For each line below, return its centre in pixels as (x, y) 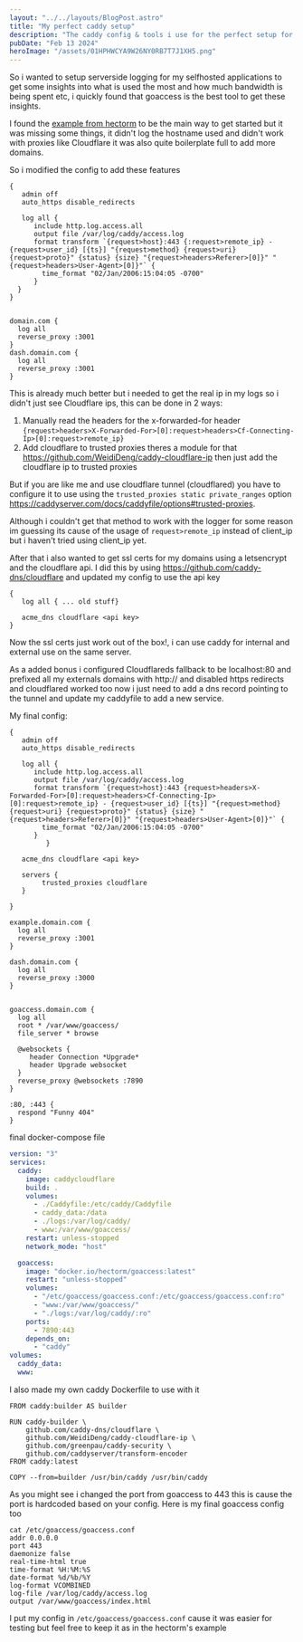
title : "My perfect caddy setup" (72, 26)
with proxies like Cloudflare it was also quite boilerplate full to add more (142, 143)
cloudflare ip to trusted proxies (80, 467)
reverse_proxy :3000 (56, 979)
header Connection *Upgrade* (85, 1057)
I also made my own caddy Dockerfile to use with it (104, 1389)
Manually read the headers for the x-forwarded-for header (132, 421)
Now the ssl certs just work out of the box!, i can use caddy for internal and (150, 643)
